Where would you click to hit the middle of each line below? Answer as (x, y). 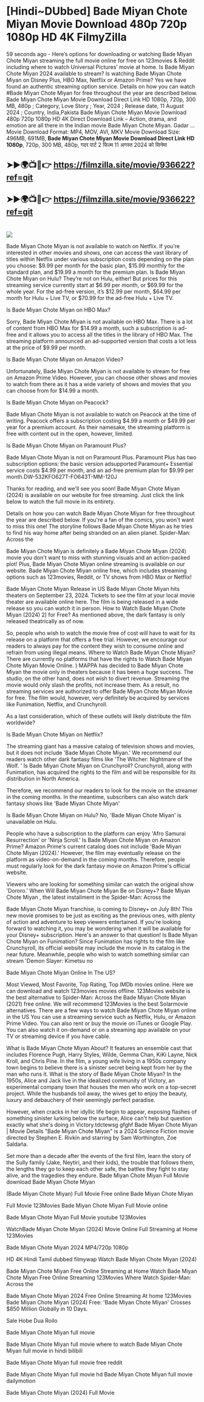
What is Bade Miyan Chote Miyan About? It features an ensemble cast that (99, 1048)
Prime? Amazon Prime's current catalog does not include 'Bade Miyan (94, 846)
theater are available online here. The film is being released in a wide (92, 601)
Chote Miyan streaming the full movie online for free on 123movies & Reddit (101, 60)
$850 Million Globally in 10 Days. (47, 1309)
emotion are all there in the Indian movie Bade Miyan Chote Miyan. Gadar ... (101, 125)
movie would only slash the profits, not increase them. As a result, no (93, 685)
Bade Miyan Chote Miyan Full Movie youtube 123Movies (76, 1217)
